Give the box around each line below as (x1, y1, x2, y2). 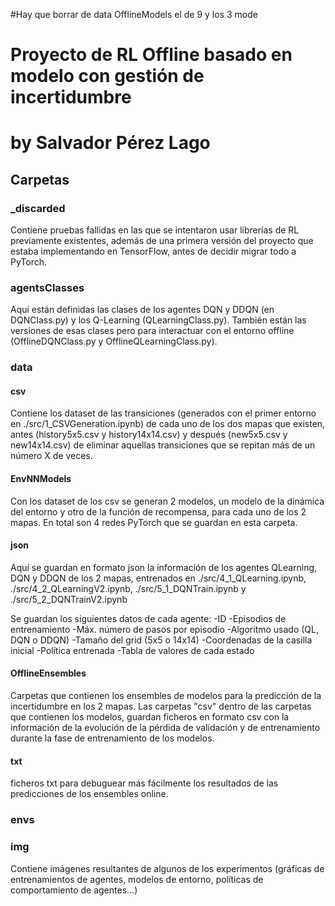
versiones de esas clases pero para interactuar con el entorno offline (10, 325, 295, 337)
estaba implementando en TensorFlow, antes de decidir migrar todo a (10, 245, 297, 258)
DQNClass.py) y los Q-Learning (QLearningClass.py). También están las (10, 314, 307, 326)
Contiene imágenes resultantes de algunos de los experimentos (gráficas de (10, 862, 325, 874)
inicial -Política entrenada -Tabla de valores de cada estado (10, 644, 255, 656)
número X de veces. (10, 450, 93, 462)
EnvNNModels (10, 473, 72, 485)
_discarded (10, 201, 66, 215)
